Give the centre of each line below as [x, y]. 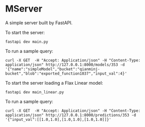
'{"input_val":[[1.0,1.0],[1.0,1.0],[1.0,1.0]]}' [58, 119]
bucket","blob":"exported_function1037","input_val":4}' [66, 74]
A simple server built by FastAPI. [39, 23]
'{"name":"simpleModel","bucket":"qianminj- [53, 69]
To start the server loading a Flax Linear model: [54, 83]
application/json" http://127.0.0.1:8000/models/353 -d [65, 65]
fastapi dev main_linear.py [35, 92]
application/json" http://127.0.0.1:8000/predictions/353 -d [71, 115]
